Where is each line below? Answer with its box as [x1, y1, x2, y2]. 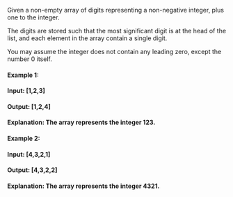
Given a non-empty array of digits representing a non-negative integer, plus [7, 6, 225, 14]
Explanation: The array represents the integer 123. [7, 118, 156, 127]
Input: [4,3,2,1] [7, 150, 51, 158]
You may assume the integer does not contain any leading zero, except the [7, 48, 222, 55]
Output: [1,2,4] [7, 102, 51, 110]
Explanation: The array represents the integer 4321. [7, 182, 160, 190]
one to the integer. [7, 13, 60, 22]
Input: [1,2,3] [7, 87, 45, 95]
